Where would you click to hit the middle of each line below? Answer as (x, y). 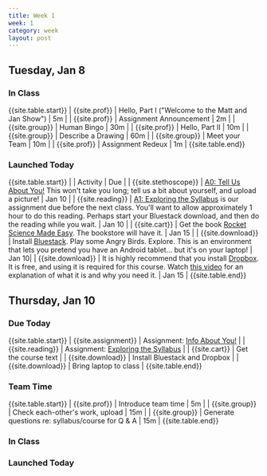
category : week (33, 30)
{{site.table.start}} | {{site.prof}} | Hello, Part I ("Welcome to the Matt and (128, 110)
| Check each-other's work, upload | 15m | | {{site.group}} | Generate (122, 412)
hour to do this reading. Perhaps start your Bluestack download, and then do (134, 216)
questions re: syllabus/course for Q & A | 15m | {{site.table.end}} (114, 421)
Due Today (29, 323)
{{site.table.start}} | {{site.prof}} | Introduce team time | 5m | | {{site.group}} (132, 404)
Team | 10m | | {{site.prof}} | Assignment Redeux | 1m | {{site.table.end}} (127, 144)
